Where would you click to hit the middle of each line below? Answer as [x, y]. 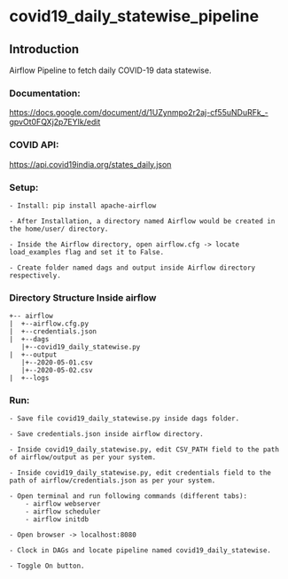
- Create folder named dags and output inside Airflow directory [132, 268]
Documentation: [45, 93]
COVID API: [34, 145]
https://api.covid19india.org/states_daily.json [90, 164]
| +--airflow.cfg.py [49, 324]
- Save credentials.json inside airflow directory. [106, 434]
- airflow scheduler [63, 512]
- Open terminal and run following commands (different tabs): [128, 497]
